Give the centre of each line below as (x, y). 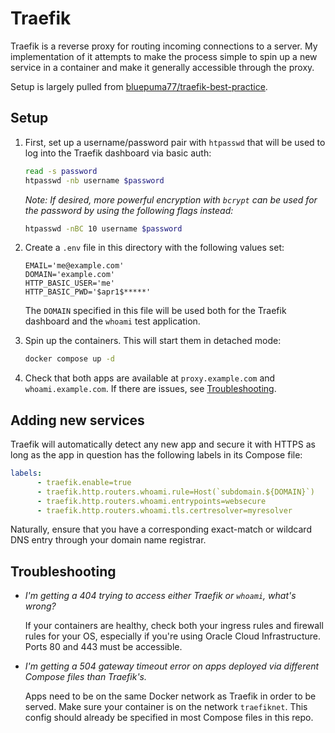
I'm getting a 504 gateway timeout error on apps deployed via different (172, 666)
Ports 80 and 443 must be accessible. (103, 647)
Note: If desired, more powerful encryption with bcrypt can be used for (171, 199)
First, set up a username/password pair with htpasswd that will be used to (175, 142)
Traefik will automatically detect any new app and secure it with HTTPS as (163, 444)
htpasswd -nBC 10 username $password (103, 228)
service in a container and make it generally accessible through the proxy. (162, 67)
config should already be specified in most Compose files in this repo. (169, 718)
